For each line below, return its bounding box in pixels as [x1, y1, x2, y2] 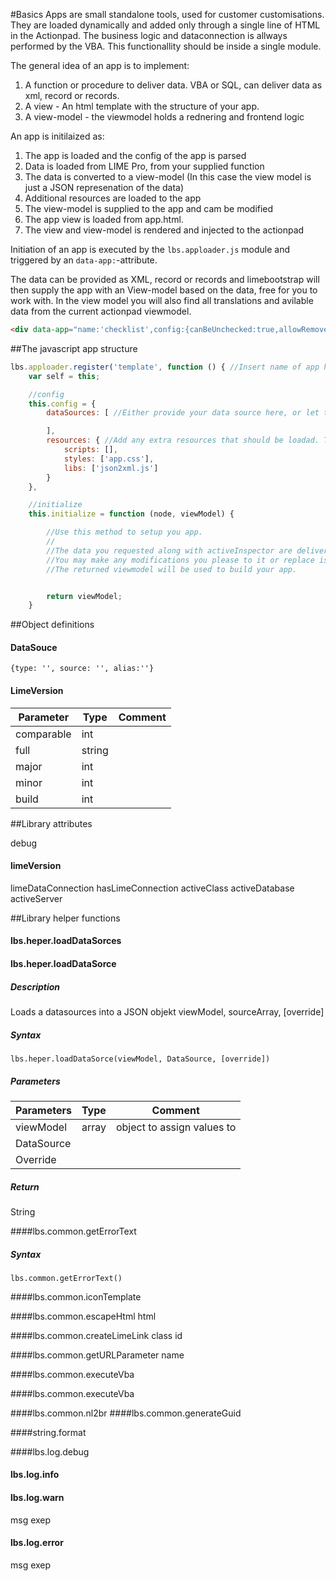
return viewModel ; [46, 591, 123, 601]
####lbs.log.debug [10, 1445, 90, 1458]
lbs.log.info [10, 1469, 60, 1481]
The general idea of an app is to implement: [10, 60, 190, 71]
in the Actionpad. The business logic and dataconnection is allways [10, 30, 288, 41]
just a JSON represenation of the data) [24, 182, 185, 193]
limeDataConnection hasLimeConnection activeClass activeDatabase [10, 882, 295, 894]
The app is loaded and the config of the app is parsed [24, 150, 247, 161]
